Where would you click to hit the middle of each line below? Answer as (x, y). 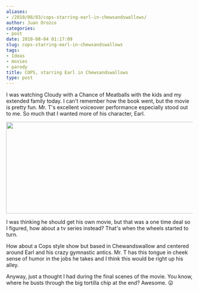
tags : (13, 50)
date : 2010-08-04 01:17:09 (39, 39)
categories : (21, 28)
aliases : (17, 12)
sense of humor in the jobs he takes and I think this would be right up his (95, 259)
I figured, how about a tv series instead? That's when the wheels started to (97, 228)
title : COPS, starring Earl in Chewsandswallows (67, 72)
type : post (20, 78)
